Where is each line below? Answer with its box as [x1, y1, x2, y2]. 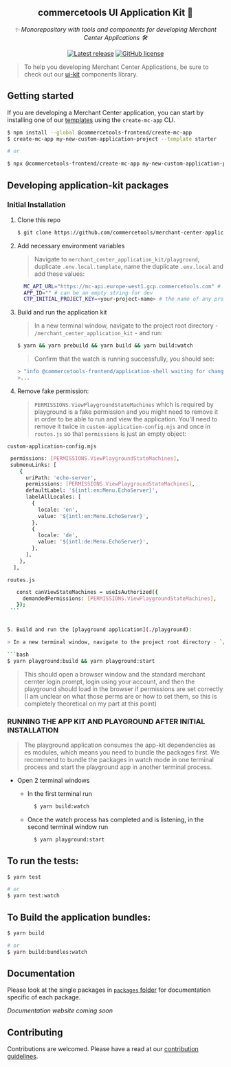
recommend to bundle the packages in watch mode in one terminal [23, 755, 214, 764]
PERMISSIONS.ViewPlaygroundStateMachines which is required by [34, 400, 214, 408]
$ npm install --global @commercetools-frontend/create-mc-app [7, 129, 192, 136]
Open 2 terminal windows [16, 776, 90, 784]
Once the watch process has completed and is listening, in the [27, 815, 204, 824]
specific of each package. [7, 993, 81, 1001]
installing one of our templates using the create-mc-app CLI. [7, 115, 176, 124]
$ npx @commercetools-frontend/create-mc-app [7, 160, 140, 168]
